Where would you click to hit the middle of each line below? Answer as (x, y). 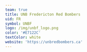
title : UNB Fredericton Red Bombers (43, 14)
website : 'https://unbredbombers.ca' (44, 42)
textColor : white (23, 38)
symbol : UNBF (19, 24)
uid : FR (13, 19)
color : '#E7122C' (23, 33)
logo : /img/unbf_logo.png (32, 28)
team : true (16, 10)
